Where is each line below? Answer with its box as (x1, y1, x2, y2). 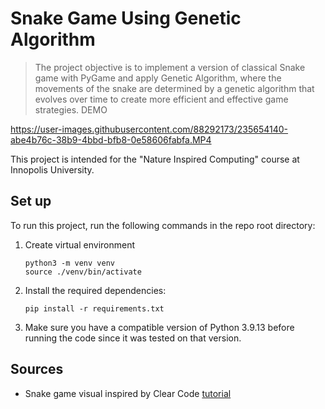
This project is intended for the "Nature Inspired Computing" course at (10, 153, 300, 165)
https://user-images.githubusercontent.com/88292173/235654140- (10, 123, 289, 135)
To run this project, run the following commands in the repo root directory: (10, 219, 316, 231)
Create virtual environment (24, 238, 136, 251)
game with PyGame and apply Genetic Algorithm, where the (34, 72, 282, 84)
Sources (10, 361, 64, 378)
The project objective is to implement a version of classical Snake (34, 61, 306, 73)
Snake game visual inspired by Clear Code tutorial (24, 387, 232, 399)
